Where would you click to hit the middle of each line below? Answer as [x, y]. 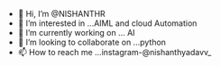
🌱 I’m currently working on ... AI [76, 33]
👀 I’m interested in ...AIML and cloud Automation [107, 23]
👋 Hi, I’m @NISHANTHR [61, 14]
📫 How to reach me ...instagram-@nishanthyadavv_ [115, 52]
